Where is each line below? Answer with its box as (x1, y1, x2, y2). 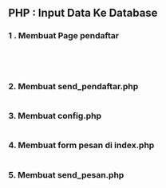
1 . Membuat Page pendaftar (8, 30, 120, 41)
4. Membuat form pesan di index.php (8, 139, 155, 151)
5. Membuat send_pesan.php (8, 169, 125, 180)
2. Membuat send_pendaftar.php (8, 80, 139, 92)
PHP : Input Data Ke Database (8, 6, 158, 20)
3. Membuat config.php (8, 110, 102, 121)
